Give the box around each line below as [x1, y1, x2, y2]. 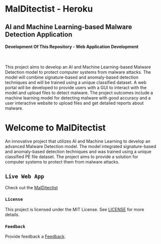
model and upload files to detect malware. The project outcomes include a [5, 90, 153, 96]
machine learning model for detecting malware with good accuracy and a [5, 95, 151, 100]
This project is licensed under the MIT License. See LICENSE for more [5, 206, 144, 212]
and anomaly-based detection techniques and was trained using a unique [5, 148, 151, 154]
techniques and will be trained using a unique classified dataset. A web [5, 79, 146, 85]
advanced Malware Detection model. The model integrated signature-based [5, 143, 156, 149]
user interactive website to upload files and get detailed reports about [5, 100, 144, 106]
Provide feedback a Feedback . [5, 234, 66, 240]
